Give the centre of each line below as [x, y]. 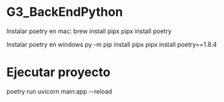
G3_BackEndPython [65, 12]
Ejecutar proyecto [58, 72]
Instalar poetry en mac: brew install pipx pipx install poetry [89, 31]
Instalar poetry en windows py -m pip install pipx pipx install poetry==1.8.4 [112, 44]
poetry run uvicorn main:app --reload [59, 91]
